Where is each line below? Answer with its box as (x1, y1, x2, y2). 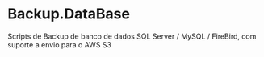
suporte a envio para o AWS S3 (7, 39, 112, 49)
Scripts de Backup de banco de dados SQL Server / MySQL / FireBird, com (7, 31, 257, 41)
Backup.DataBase (7, 5, 131, 23)
